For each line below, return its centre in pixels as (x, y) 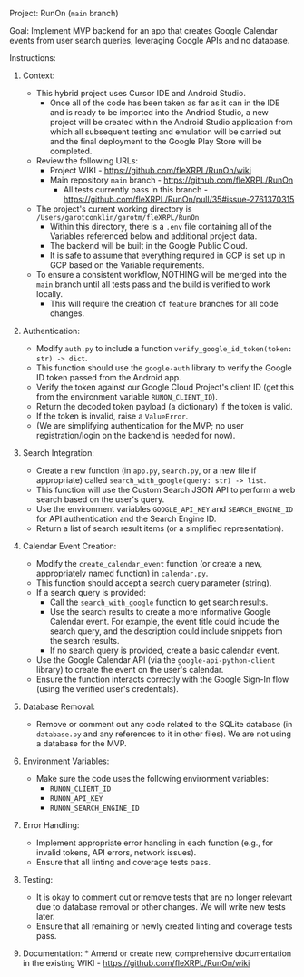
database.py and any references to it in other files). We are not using (164, 734)
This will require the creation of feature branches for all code (164, 304)
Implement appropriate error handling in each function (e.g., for (155, 843)
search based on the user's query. (100, 499)
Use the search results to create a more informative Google (160, 612)
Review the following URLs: (87, 161)
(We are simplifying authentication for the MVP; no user (140, 425)
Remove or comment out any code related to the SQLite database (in (164, 724)
